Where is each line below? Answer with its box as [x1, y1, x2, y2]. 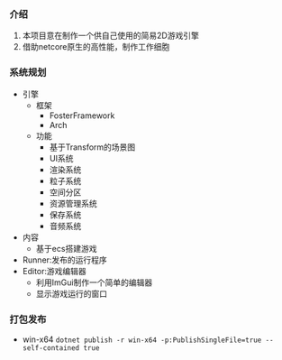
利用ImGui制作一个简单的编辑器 [35, 277, 153, 288]
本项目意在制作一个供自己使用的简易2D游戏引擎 [22, 30, 200, 42]
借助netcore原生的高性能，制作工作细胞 [22, 42, 170, 52]
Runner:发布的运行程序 [22, 254, 108, 265]
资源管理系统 [49, 198, 97, 208]
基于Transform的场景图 [49, 142, 136, 152]
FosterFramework [49, 110, 115, 121]
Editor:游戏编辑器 [22, 265, 87, 276]
